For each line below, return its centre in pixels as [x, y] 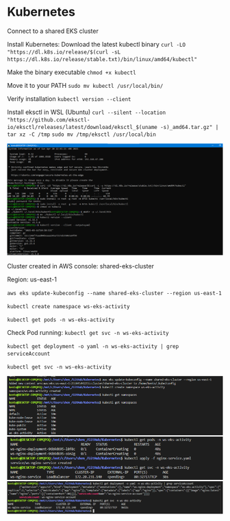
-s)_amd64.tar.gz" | [189, 127]
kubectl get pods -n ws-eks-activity [61, 320]
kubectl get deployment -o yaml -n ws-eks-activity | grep [93, 347]
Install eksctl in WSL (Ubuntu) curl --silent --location [87, 112]
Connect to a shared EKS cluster [53, 31]
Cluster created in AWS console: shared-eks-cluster [80, 266]
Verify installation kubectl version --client [69, 99]
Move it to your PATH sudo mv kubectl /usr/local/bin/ [85, 85]
